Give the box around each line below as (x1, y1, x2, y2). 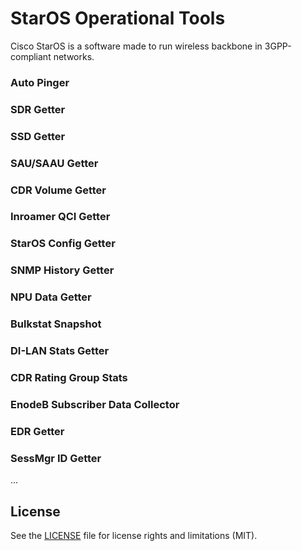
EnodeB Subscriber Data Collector (10, 397, 180, 411)
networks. (53, 50, 95, 62)
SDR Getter (10, 102, 66, 116)
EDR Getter (10, 424, 65, 438)
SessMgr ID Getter (10, 451, 102, 465)
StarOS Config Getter (10, 237, 116, 251)
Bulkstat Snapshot (10, 317, 102, 331)
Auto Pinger (10, 75, 70, 89)
